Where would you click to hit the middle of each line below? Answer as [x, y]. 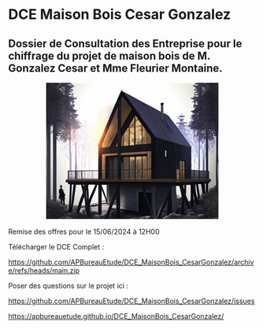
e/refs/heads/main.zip [44, 271]
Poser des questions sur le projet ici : [68, 286]
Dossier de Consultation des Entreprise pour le [125, 44]
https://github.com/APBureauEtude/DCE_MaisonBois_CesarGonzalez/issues [131, 301]
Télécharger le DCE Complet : [56, 247]
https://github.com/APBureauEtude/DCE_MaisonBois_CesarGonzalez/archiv [131, 262]
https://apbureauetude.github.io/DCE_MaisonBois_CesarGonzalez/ [116, 316]
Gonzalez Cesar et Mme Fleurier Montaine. [115, 68]
